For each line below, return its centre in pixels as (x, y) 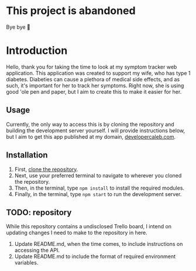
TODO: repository (39, 212)
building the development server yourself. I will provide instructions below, (96, 131)
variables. (26, 263)
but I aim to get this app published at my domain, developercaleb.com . (91, 136)
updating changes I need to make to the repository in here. (77, 233)
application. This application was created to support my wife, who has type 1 (98, 73)
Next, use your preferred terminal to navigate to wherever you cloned (98, 175)
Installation (27, 155)
